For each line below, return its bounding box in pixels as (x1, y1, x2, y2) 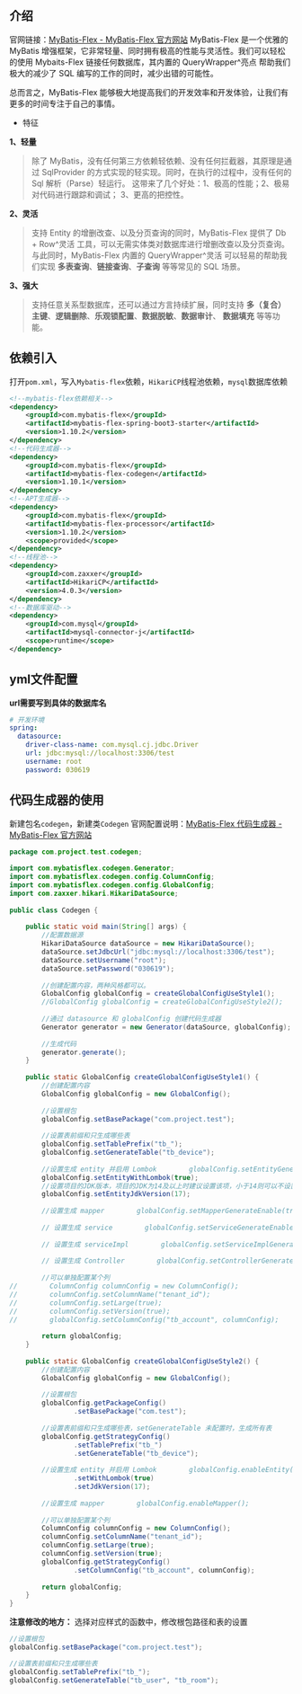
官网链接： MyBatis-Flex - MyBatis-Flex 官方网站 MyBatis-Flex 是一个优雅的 (9, 34, 289, 45)
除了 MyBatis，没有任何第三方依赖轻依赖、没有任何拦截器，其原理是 (31, 155, 285, 166)
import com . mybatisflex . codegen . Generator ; (9, 864, 175, 874)
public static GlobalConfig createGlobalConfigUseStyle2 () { (25, 1356, 259, 1366)
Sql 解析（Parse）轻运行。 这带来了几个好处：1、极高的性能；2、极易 (31, 178, 290, 189)
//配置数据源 (41, 931, 84, 940)
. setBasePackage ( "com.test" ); (73, 1407, 187, 1416)
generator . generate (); (41, 1048, 127, 1057)
